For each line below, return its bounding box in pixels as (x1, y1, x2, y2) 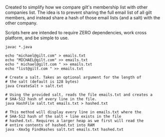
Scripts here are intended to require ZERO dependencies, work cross (5, 30, 147, 35)
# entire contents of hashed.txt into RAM (5, 123, 95, 128)
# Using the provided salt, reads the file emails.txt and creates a (5, 92, 153, 97)
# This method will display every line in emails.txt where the (5, 110, 142, 115)
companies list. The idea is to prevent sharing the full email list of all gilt (5, 9, 152, 15)
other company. (5, 20, 38, 26)
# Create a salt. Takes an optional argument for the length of (5, 75, 142, 80)
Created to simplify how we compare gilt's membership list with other (5, 4, 148, 10)
